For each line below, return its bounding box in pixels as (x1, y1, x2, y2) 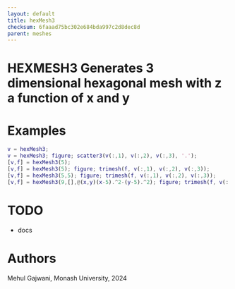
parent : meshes (7, 30, 52, 37)
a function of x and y (7, 90, 131, 106)
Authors (7, 250, 56, 266)
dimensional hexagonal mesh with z (7, 75, 222, 92)
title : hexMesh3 (7, 17, 55, 24)
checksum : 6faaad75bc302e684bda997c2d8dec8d (7, 23, 140, 30)
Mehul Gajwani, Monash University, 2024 (7, 273, 127, 282)
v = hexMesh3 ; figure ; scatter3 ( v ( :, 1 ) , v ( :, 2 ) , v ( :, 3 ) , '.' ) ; (7, 152, 198, 159)
